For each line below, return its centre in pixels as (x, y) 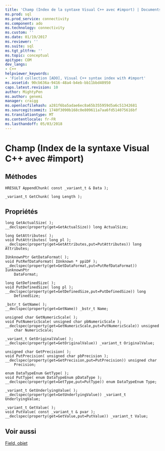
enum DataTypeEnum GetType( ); (37, 373)
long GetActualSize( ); (29, 223)
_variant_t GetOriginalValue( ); (39, 339)
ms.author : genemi (24, 96)
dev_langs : (16, 64)
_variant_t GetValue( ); (30, 408)
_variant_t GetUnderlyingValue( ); (41, 391)
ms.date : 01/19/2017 (26, 37)
